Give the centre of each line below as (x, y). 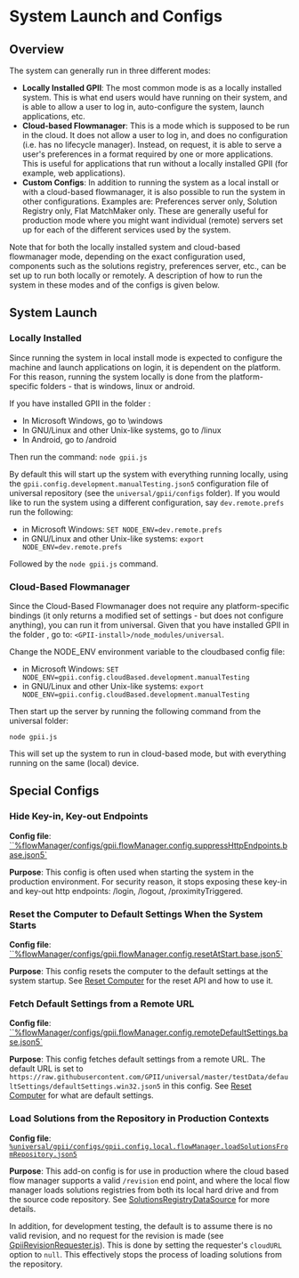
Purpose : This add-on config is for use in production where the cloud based (149, 1171)
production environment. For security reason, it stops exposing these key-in (148, 881)
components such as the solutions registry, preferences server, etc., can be (148, 266)
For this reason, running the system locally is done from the (118, 377)
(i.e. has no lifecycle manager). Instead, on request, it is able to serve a (152, 145)
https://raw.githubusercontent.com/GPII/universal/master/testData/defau (149, 1078)
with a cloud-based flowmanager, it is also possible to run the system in (154, 192)
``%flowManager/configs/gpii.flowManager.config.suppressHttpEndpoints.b (148, 845)
